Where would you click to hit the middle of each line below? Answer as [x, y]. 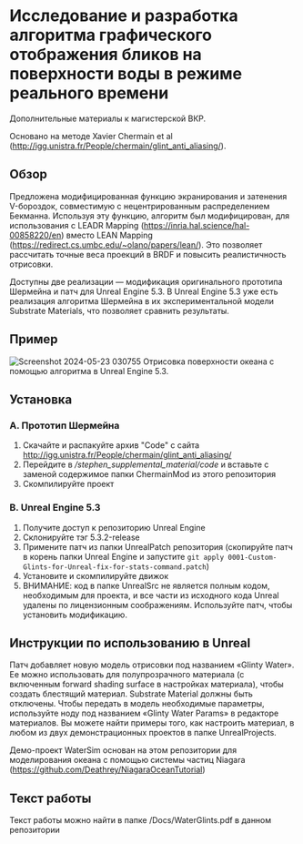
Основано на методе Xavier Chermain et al [91, 136]
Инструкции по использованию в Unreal [130, 643]
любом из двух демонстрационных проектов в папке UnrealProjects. [143, 733]
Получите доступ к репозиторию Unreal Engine [114, 527]
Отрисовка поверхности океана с [208, 361]
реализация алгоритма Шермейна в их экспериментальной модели [142, 300]
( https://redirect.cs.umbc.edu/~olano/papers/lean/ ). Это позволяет [136, 244]
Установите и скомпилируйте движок [96, 575]
